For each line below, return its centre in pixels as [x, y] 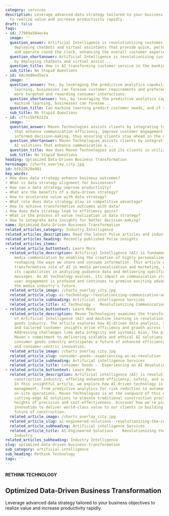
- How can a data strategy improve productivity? [58, 188]
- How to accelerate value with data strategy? [56, 197]
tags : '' [14, 459]
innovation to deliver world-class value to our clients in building [89, 407]
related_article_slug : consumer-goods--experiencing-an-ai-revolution [85, 356]
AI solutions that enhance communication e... [64, 146]
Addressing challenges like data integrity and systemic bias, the [86, 332]
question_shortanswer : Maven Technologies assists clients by [76, 141]
